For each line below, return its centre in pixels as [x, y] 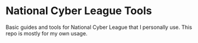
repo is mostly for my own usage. [47, 33]
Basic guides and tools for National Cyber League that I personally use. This [99, 27]
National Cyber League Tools [79, 11]
